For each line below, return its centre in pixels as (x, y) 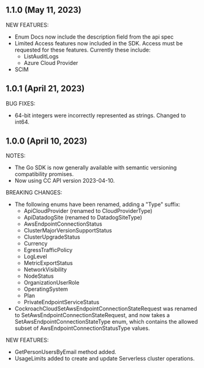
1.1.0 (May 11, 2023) (44, 10)
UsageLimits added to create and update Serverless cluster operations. (104, 359)
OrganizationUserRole (51, 283)
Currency (36, 243)
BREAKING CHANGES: (34, 193)
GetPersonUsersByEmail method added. (66, 352)
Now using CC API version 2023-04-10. (65, 181)
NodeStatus (39, 276)
